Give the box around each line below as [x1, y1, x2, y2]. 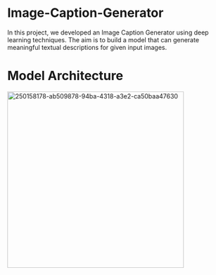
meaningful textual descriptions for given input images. [7, 43, 167, 51]
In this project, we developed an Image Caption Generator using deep [7, 28, 209, 37]
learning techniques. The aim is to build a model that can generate [7, 35, 199, 44]
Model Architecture [7, 68, 124, 84]
